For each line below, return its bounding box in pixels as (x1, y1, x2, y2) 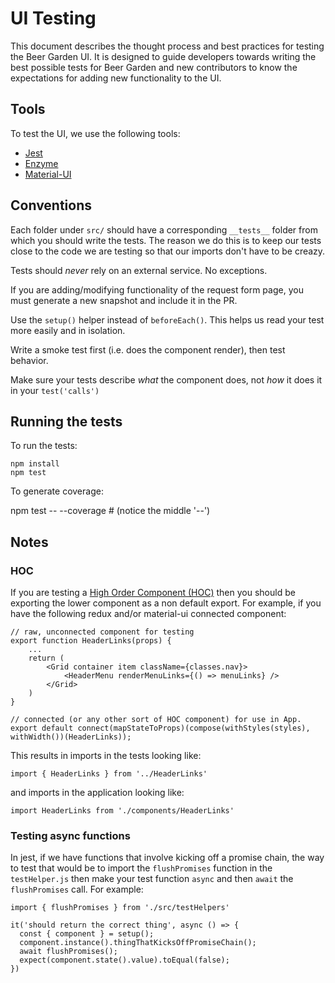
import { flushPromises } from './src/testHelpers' (10, 903, 230, 913)
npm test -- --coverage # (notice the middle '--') (10, 505, 211, 517)
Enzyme (24, 157, 59, 169)
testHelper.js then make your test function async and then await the (10, 873, 294, 885)
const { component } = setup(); (19, 929, 155, 939)
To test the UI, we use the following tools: (10, 127, 181, 139)
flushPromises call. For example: (10, 883, 144, 896)
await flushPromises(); (19, 947, 118, 957)
